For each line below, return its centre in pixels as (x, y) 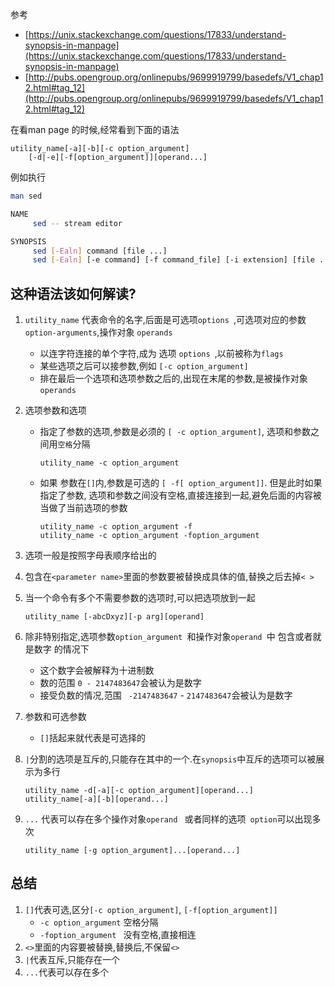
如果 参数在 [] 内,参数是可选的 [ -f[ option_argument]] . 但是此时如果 (181, 483)
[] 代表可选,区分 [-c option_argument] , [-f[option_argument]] (151, 909)
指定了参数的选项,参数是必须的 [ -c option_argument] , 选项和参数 (175, 432)
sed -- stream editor (77, 223)
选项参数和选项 (55, 410)
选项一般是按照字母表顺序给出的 (90, 555)
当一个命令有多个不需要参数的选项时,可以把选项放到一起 (140, 598)
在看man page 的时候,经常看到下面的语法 (95, 129)
